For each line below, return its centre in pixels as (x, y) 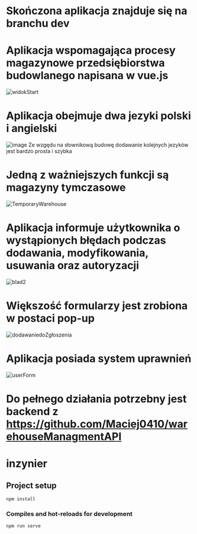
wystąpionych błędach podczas (86, 240)
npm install (21, 499)
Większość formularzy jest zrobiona (97, 306)
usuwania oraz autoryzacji (73, 266)
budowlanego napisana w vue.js (87, 76)
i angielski (32, 129)
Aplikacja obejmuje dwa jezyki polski (98, 116)
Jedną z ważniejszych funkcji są (88, 175)
